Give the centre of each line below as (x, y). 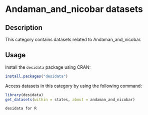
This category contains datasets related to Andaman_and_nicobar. (73, 39)
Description (24, 28)
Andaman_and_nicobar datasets (74, 9)
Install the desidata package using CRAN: (48, 67)
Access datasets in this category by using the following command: (74, 86)
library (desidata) (24, 95)
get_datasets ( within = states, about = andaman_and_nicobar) (70, 100)
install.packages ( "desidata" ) (37, 76)
